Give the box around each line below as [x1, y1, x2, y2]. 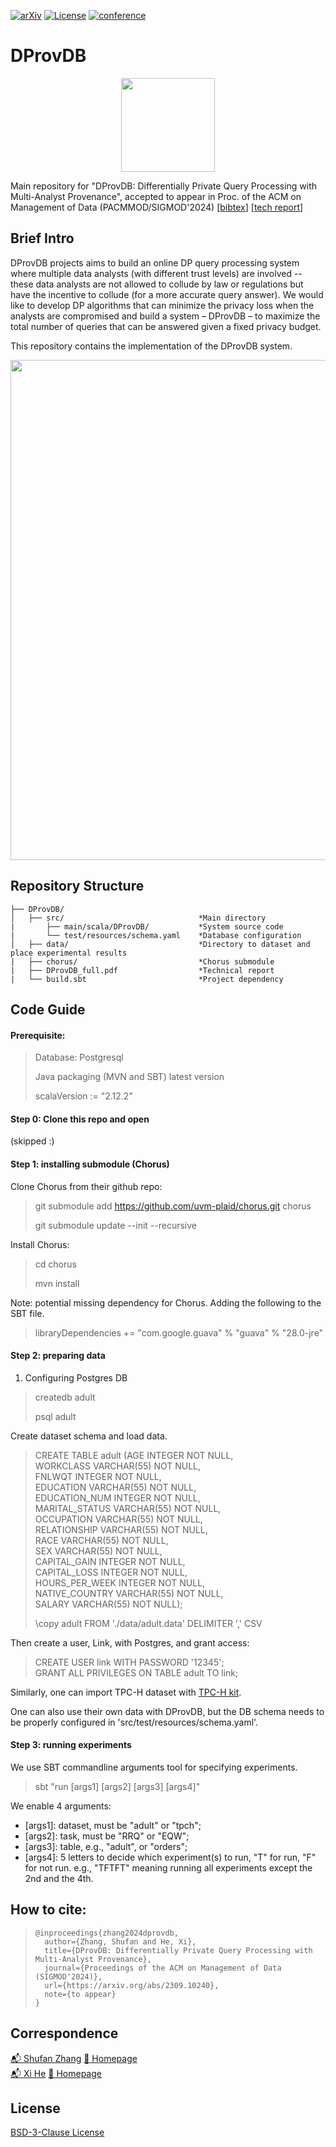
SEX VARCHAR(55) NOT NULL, [34, 1545, 163, 1557]
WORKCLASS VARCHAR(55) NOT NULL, [34, 1460, 202, 1472]
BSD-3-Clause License [10, 2126, 105, 2139]
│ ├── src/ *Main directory [10, 913, 267, 923]
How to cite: [10, 1901, 87, 1919]
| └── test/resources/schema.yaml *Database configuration [10, 930, 302, 940]
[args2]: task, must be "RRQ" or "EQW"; [24, 1830, 190, 1842]
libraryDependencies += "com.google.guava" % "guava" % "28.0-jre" [34, 1326, 324, 1339]
